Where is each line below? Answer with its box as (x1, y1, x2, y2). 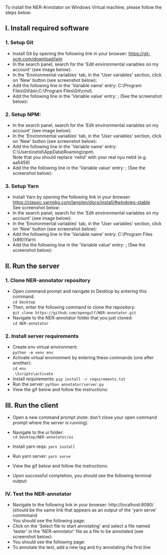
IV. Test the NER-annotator (5, 490, 72, 497)
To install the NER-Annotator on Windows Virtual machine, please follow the (5, 5, 162, 10)
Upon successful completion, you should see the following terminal (12, 473, 152, 479)
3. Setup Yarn (5, 182, 39, 189)
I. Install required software (5, 24, 89, 33)
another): (12, 360, 32, 366)
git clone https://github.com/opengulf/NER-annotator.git (12, 310, 136, 315)
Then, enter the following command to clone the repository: (12, 304, 136, 310)
